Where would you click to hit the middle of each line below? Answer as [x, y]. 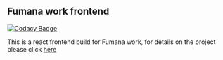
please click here [32, 49]
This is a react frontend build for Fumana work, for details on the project [111, 42]
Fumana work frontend [58, 12]
